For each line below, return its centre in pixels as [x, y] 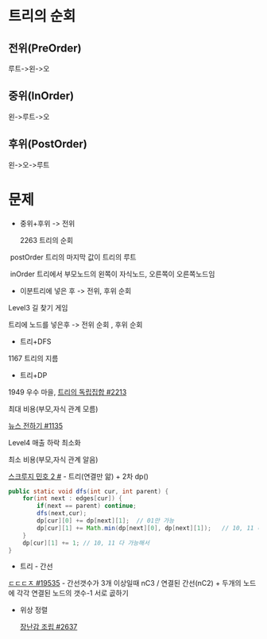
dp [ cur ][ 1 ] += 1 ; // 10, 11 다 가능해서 [86, 543]
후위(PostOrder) [48, 144]
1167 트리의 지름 [33, 358]
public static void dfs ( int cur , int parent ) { [89, 491]
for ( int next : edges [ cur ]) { [73, 498]
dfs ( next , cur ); [62, 514]
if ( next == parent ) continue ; [87, 506]
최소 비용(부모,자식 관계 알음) [53, 459]
